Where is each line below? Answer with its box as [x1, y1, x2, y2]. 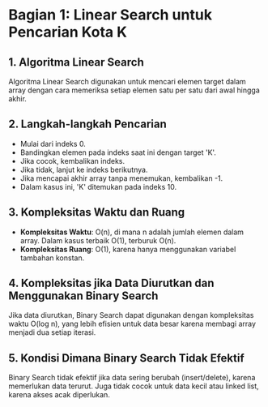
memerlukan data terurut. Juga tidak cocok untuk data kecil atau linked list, [8, 381, 259, 391]
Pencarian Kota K [8, 23, 128, 41]
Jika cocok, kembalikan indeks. [19, 156, 125, 165]
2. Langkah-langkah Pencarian [8, 118, 168, 131]
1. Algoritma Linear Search [8, 55, 144, 69]
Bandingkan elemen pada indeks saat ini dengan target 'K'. [19, 148, 217, 157]
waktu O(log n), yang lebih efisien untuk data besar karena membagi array [8, 319, 257, 329]
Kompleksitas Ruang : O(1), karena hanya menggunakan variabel [19, 244, 236, 254]
